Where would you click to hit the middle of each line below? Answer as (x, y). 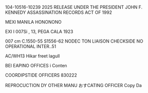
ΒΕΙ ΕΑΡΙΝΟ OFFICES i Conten (36, 66)
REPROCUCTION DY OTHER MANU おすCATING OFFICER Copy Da (74, 85)
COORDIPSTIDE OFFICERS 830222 (41, 75)
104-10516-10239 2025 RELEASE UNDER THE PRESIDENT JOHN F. (74, 7)
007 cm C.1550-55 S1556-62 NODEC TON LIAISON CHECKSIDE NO (74, 41)
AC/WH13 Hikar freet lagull (33, 56)
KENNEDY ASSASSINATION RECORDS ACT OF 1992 (59, 12)
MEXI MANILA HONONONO (34, 22)
